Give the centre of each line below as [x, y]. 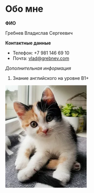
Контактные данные [28, 43]
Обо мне [24, 9]
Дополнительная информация [38, 68]
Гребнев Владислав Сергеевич [39, 33]
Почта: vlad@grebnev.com [41, 58]
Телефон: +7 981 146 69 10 [41, 53]
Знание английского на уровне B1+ [51, 78]
